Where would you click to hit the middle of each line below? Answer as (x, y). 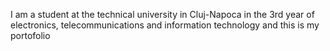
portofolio (30, 35)
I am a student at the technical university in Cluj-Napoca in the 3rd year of (162, 14)
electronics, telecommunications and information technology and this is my (165, 25)
